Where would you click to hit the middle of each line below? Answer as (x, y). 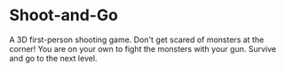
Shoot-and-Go (63, 15)
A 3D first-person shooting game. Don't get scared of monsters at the (137, 40)
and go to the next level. (53, 58)
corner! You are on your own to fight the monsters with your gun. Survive (143, 48)
